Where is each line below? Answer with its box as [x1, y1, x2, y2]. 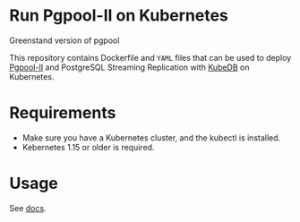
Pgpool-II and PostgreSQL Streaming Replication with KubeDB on [9, 62, 250, 73]
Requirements [9, 103, 116, 124]
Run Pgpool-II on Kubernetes [9, 5, 228, 26]
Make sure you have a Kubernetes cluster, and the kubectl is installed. [21, 132, 281, 143]
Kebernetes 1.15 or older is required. [21, 141, 155, 152]
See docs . [9, 202, 47, 213]
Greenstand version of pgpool [9, 35, 120, 46]
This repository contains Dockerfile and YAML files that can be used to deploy [9, 52, 292, 63]
